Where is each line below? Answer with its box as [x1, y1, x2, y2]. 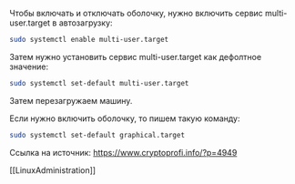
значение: [9, 61, 48, 72]
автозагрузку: [58, 17, 113, 28]
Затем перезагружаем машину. [9, 95, 133, 106]
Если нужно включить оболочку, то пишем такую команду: [9, 113, 240, 124]
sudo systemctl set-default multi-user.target [9, 78, 189, 87]
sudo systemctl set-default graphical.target [9, 130, 185, 139]
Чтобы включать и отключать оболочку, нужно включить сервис [9, 8, 264, 18]
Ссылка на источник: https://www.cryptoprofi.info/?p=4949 [9, 147, 238, 158]
